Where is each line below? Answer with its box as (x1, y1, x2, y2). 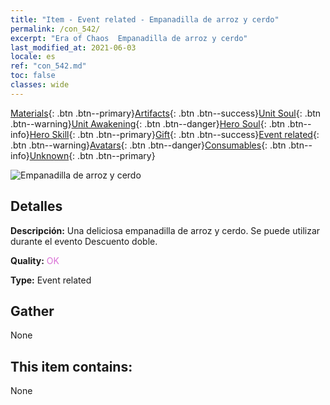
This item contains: (10, 358, 133, 375)
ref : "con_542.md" (10, 61, 87, 71)
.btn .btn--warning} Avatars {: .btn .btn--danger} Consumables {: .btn (10, 139, 287, 151)
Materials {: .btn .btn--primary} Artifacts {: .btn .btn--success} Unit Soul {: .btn (10, 107, 322, 119)
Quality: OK (10, 254, 60, 266)
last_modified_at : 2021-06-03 (10, 42, 137, 53)
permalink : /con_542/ (10, 24, 101, 34)
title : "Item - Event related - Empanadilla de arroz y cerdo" (10, 14, 280, 25)
